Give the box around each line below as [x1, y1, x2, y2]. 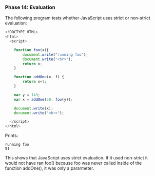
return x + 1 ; [22, 79, 47, 84]
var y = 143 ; [14, 92, 40, 97]
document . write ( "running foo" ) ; [22, 52, 89, 57]
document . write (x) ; [14, 106, 54, 111]
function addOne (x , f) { [14, 75, 64, 80]
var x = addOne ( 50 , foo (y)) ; [14, 97, 73, 102]
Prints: [5, 132, 18, 138]
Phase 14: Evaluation [5, 4, 56, 11]
